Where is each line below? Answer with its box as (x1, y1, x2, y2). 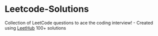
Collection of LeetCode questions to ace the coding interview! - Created (4, 20, 153, 26)
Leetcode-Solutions (4, 3, 89, 15)
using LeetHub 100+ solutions (4, 25, 66, 31)
